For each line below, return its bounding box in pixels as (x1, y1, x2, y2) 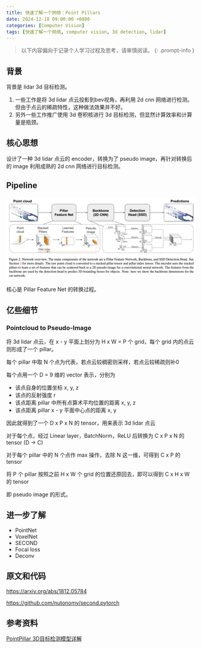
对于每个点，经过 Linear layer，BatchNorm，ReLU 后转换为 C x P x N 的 (6, 432, 185, 439)
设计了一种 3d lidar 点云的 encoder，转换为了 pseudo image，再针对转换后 (6, 155, 193, 162)
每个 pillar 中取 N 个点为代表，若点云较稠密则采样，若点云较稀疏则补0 (6, 358, 179, 366)
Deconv (14, 552, 35, 559)
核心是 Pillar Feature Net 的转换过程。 (6, 286, 100, 293)
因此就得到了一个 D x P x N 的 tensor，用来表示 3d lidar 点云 (6, 419, 155, 426)
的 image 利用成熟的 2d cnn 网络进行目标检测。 (6, 163, 124, 170)
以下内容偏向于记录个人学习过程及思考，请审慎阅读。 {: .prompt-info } (20, 47, 195, 54)
